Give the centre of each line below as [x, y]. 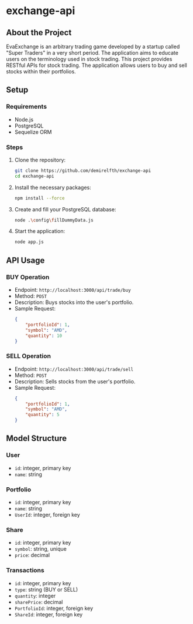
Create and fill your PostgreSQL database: [65, 209]
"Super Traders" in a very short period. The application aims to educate [92, 53]
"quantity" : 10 [44, 336]
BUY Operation [28, 277]
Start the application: [40, 231]
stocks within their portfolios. [41, 71]
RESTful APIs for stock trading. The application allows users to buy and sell [96, 65]
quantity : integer [35, 596]
